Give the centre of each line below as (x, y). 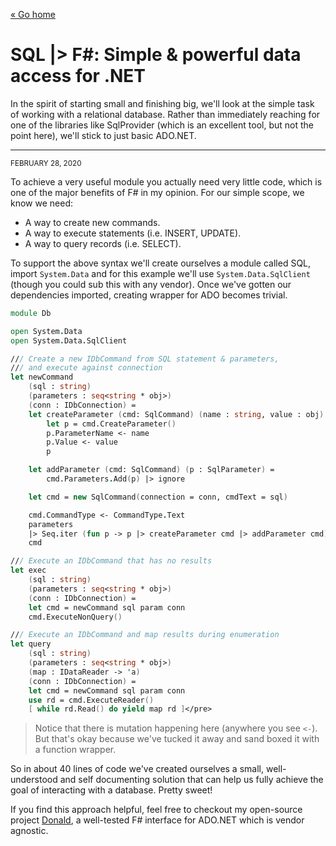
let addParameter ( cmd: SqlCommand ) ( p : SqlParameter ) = (151, 470)
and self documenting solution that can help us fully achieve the (191, 780)
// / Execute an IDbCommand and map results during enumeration (145, 635)
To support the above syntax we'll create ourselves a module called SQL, (161, 263)
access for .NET (78, 76)
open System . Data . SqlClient (69, 340)
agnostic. (29, 831)
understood (34, 780)
